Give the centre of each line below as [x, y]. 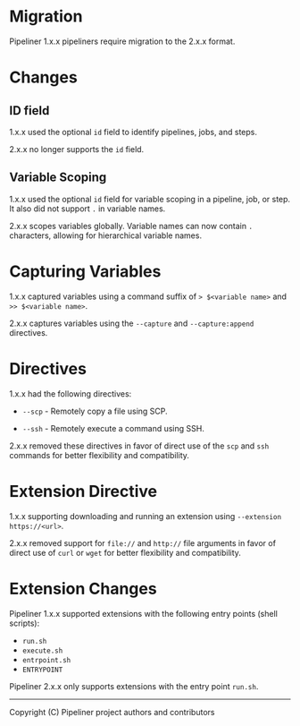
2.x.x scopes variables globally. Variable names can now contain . [131, 226]
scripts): [25, 623]
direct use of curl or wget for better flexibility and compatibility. [125, 552]
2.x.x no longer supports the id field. [77, 149]
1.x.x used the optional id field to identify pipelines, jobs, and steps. [133, 132]
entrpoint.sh [46, 660]
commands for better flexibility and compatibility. [100, 455]
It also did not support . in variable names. [87, 209]
